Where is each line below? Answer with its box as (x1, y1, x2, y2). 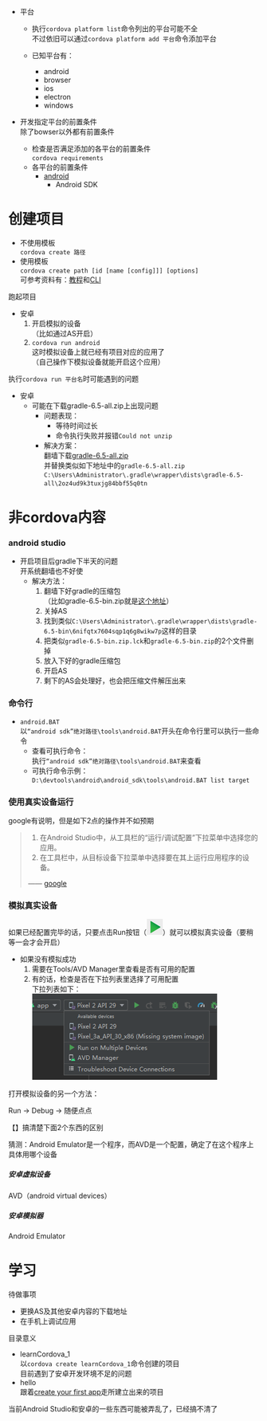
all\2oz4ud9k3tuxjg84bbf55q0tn (43, 479, 147, 488)
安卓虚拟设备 (8, 1169, 50, 1179)
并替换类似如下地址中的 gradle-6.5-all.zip (43, 461, 186, 470)
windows (43, 100, 74, 110)
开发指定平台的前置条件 (19, 117, 97, 126)
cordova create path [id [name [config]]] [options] (19, 266, 199, 275)
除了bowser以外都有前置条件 (19, 127, 115, 136)
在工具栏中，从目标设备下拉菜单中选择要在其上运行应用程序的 (39, 853, 243, 862)
